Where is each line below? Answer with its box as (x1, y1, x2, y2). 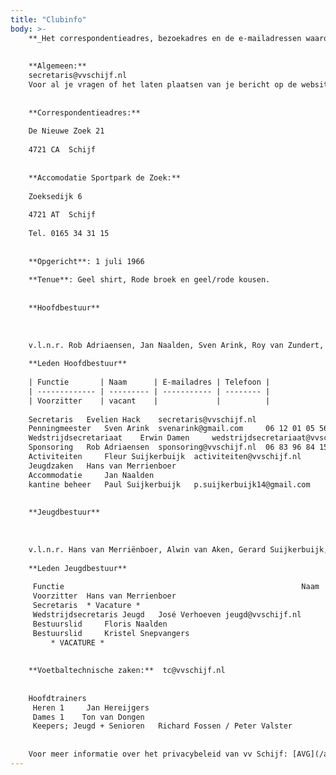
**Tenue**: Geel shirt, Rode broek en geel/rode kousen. (28, 275, 271, 285)
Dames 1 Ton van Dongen (32, 712, 145, 722)
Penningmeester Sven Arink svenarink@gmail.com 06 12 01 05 (28, 424, 315, 434)
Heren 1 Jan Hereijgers (32, 702, 150, 713)
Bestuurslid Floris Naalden (32, 619, 168, 629)
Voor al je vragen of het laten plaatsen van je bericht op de (28, 80, 298, 90)
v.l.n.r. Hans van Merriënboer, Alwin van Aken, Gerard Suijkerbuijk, (28, 544, 329, 555)
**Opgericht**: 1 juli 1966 (28, 256, 145, 266)
